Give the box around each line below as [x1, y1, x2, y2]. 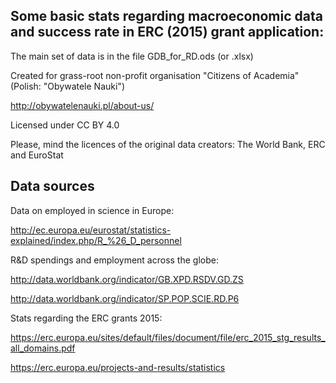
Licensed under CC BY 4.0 [10, 119, 120, 131]
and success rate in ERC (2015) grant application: [10, 24, 325, 41]
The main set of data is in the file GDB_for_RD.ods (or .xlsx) [10, 50, 254, 62]
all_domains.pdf [10, 342, 76, 354]
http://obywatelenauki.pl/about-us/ [10, 99, 155, 111]
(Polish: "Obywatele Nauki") [10, 80, 125, 92]
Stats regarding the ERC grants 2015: [10, 312, 163, 324]
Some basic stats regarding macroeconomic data [10, 8, 323, 25]
